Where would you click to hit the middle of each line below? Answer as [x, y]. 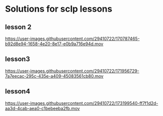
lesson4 [18, 91]
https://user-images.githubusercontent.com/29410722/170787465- [72, 39]
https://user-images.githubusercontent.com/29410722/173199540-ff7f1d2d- [82, 103]
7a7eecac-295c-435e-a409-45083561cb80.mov [54, 76]
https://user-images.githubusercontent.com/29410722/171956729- [72, 71]
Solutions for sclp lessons [59, 9]
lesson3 [18, 59]
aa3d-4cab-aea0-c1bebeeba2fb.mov [42, 108]
